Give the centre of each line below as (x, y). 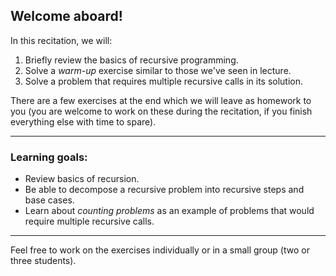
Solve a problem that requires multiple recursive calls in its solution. (164, 81)
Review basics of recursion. (82, 179)
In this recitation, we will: (61, 40)
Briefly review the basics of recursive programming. (131, 60)
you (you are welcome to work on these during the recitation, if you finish (161, 111)
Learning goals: (49, 157)
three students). (43, 261)
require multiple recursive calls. (89, 221)
